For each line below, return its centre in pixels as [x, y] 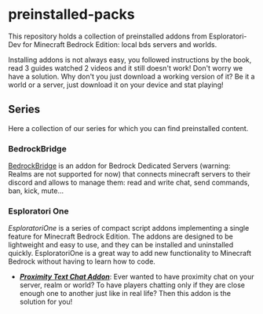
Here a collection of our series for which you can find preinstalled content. [128, 128]
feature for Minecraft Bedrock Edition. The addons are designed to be [121, 236]
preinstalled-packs [71, 15]
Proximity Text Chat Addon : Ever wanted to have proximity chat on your [137, 277]
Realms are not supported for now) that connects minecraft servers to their [130, 174]
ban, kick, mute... [36, 191]
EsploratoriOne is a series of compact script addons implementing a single [129, 228]
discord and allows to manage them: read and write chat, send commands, [129, 183]
